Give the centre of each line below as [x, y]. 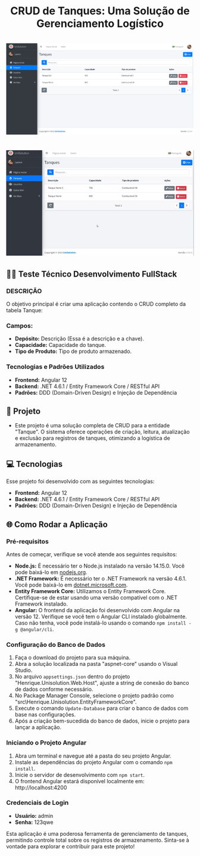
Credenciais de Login [37, 803]
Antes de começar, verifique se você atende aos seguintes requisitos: [92, 554]
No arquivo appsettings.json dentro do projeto [72, 677]
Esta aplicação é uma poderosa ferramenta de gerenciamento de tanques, [97, 833]
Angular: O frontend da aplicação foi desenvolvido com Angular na [97, 610]
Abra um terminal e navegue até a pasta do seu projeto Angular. [93, 756]
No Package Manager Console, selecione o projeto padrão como [94, 696]
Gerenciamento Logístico [100, 24]
